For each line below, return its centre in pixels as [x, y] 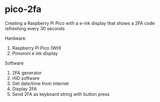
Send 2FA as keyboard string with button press [61, 94]
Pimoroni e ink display [35, 53]
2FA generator [27, 73]
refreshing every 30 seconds [35, 28]
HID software [26, 78]
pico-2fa [23, 9]
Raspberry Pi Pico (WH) [37, 48]
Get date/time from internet [40, 83]
